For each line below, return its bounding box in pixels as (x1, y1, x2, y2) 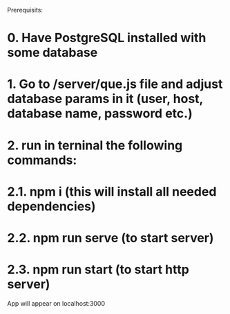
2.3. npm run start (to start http (7, 262, 190, 277)
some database (7, 45, 98, 61)
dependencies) (7, 198, 96, 214)
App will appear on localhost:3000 (7, 299, 106, 307)
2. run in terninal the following (7, 138, 183, 153)
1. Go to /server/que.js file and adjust (7, 76, 223, 92)
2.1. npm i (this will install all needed (7, 183, 217, 199)
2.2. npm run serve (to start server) (7, 230, 214, 246)
